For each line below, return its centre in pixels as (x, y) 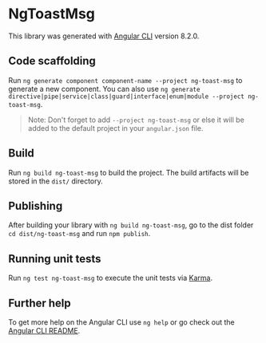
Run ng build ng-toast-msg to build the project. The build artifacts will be (129, 172)
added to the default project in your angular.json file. (115, 128)
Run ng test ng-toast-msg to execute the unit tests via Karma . (111, 278)
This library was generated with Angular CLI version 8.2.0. (104, 36)
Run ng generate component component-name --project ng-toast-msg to (125, 80)
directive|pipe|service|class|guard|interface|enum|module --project (127, 97)
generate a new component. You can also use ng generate (104, 89)
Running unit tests (55, 259)
